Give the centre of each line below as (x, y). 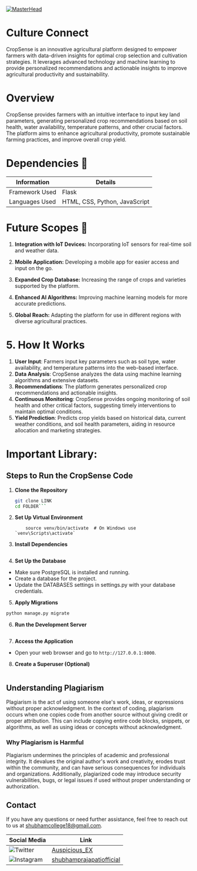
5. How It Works (46, 345)
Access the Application (44, 641)
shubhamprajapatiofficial (86, 860)
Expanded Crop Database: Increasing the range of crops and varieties (100, 280)
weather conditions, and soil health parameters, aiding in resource (95, 424)
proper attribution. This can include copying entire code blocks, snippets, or (98, 721)
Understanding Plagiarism (55, 688)
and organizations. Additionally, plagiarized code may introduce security (94, 774)
